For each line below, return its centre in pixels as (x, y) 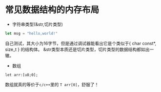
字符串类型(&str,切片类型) (38, 24)
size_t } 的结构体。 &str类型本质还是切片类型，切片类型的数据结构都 (73, 49)
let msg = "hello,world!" (31, 33)
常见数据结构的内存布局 (52, 10)
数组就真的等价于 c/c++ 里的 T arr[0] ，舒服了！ (52, 84)
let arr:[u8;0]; (21, 75)
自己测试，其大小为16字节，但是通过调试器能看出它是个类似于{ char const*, (81, 43)
